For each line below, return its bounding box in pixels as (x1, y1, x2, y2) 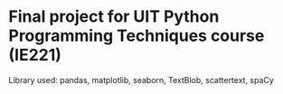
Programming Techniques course (8, 25, 265, 46)
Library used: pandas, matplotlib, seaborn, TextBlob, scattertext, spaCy (8, 74, 275, 85)
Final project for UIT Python (8, 6, 220, 27)
